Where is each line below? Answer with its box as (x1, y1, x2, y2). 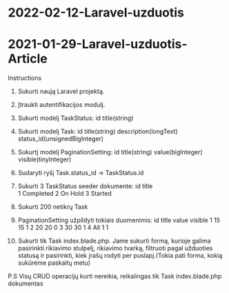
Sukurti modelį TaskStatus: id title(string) (17, 114, 134, 122)
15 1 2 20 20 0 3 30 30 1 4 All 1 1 (17, 223, 109, 232)
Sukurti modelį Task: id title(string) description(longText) (17, 128, 178, 136)
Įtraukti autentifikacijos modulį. (17, 101, 106, 109)
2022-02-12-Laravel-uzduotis (8, 5, 185, 21)
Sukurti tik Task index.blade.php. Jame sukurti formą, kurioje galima (17, 236, 211, 245)
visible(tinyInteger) (17, 155, 72, 163)
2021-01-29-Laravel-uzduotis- (8, 37, 188, 52)
